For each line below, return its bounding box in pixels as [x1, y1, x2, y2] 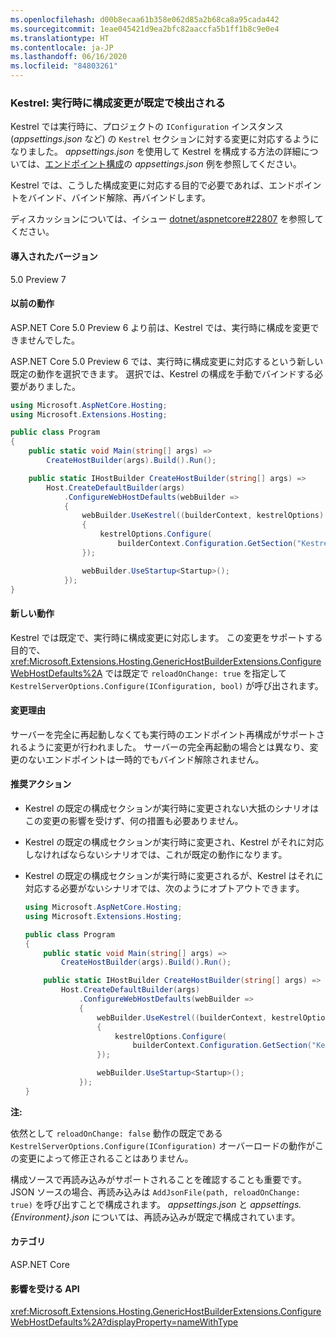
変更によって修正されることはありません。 [18, 1152, 194, 1164]
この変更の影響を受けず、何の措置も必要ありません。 [24, 815, 244, 827]
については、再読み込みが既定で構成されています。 [91, 1211, 301, 1223]
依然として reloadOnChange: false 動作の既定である [10, 1127, 223, 1139]
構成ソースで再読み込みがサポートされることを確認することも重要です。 [10, 1173, 307, 1185]
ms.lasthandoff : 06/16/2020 [10, 52, 128, 62]
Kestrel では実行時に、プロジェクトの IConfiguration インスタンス [10, 121, 284, 133]
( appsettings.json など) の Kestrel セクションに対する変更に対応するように [10, 133, 320, 145]
